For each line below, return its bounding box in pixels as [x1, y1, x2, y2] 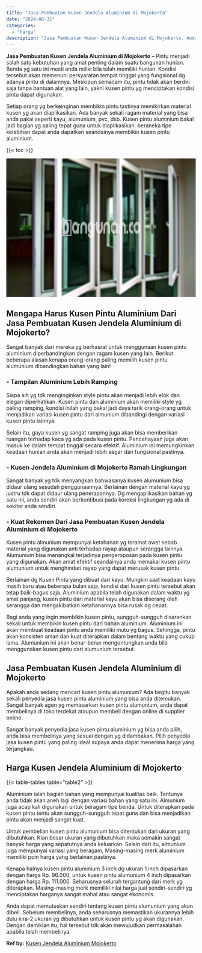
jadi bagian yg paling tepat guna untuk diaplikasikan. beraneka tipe [6, 122, 172, 129]
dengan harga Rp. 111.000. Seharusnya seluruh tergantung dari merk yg [6, 878, 183, 885]
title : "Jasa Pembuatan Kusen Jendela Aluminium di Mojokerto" [6, 10, 168, 16]
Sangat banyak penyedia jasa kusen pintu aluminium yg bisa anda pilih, [6, 726, 182, 733]
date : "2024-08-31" [6, 16, 55, 22]
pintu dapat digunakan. [6, 91, 64, 98]
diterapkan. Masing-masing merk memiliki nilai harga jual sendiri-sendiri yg [6, 884, 192, 891]
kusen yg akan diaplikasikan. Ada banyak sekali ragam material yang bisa [6, 109, 188, 116]
